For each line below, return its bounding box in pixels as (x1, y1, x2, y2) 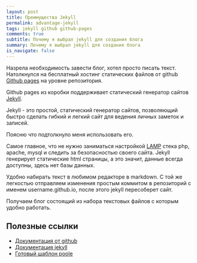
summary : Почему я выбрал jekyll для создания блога (6, 43, 141, 49)
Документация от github (14, 237, 78, 244)
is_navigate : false (6, 48, 55, 54)
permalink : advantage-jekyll (6, 20, 79, 26)
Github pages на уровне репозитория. (6, 77, 103, 84)
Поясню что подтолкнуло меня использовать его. (6, 131, 134, 138)
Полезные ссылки (6, 221, 78, 231)
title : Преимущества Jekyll (6, 14, 77, 20)
